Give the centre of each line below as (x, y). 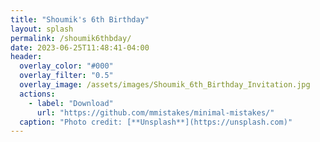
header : (26, 57)
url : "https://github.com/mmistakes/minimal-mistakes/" (155, 112)
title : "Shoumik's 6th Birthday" (80, 19)
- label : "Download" (71, 103)
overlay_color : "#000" (66, 66)
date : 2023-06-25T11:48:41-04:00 (80, 47)
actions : (37, 94)
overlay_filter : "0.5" (66, 76)
